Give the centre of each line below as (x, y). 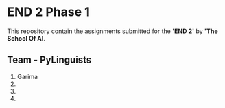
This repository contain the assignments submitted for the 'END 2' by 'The (113, 31)
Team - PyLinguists (49, 60)
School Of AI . (26, 38)
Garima (27, 76)
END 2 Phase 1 (49, 12)
